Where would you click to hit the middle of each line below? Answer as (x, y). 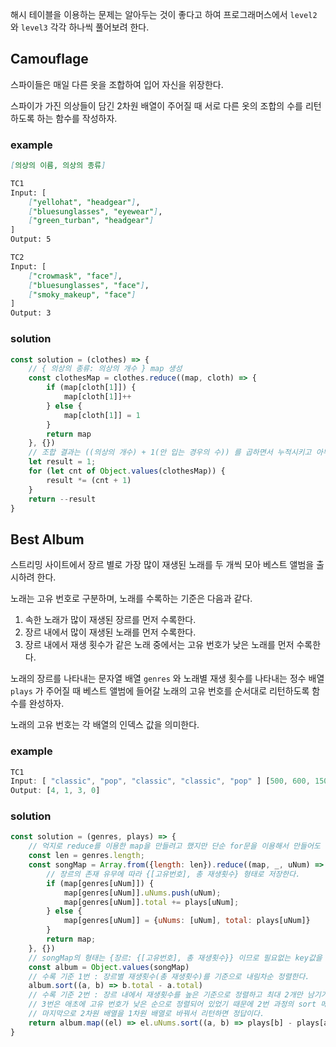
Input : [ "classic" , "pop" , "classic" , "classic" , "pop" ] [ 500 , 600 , (160, 781)
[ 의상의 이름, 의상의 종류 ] (58, 166)
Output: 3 (31, 313)
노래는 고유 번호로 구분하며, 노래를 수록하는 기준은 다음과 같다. (131, 599)
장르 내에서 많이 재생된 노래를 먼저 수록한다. (110, 632)
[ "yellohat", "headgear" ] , (84, 202)
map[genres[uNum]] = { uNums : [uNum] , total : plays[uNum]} (187, 921)
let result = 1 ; (62, 462)
